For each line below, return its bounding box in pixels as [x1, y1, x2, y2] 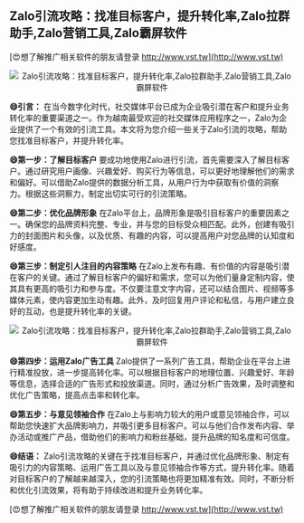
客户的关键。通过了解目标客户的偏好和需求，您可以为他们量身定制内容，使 [16, 271, 295, 282]
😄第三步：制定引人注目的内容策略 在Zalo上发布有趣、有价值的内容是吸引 [9, 261, 282, 271]
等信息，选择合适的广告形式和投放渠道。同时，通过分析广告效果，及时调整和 [9, 378, 295, 389]
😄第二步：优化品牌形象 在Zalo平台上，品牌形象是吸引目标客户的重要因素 [9, 207, 282, 218]
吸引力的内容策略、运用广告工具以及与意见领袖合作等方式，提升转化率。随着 [9, 461, 295, 472]
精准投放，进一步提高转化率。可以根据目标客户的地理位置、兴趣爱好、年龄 [16, 366, 295, 377]
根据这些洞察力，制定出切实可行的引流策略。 [24, 188, 192, 199]
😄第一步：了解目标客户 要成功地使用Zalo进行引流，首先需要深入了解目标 [9, 154, 282, 165]
